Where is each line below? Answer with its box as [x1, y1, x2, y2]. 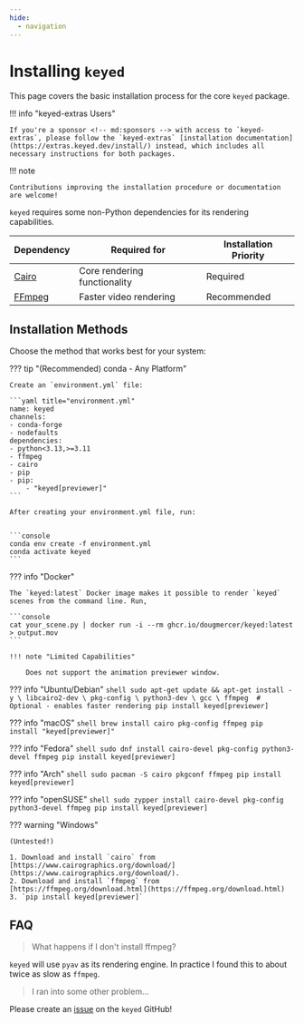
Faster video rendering [79, 291, 176, 304]
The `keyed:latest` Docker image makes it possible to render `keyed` [9, 589, 281, 599]
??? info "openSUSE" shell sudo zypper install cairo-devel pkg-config [9, 794, 284, 805]
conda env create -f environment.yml [9, 540, 152, 549]
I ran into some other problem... [31, 986, 149, 998]
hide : [9, 13, 30, 23]
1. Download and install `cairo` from [9, 853, 156, 862]
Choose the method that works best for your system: [9, 346, 206, 356]
